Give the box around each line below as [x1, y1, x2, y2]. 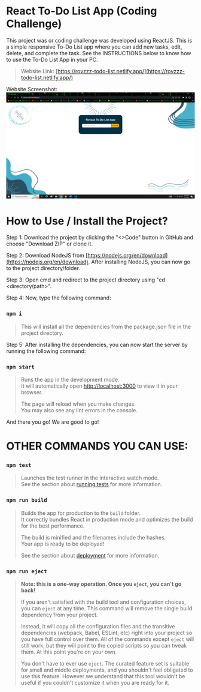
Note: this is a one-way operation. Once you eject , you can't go [20, 580, 182, 588]
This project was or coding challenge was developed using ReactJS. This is [6, 37, 193, 44]
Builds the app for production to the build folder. [20, 509, 141, 517]
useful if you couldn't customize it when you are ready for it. [20, 679, 169, 687]
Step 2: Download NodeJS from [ [6, 252, 88, 259]
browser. [20, 388, 43, 396]
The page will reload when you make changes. [20, 400, 136, 408]
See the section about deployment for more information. [20, 552, 160, 559]
